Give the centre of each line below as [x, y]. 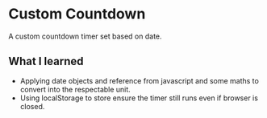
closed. [32, 106]
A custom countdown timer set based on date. [86, 36]
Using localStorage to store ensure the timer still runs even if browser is [139, 98]
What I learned [46, 61]
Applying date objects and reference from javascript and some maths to [140, 80]
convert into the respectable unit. [75, 89]
